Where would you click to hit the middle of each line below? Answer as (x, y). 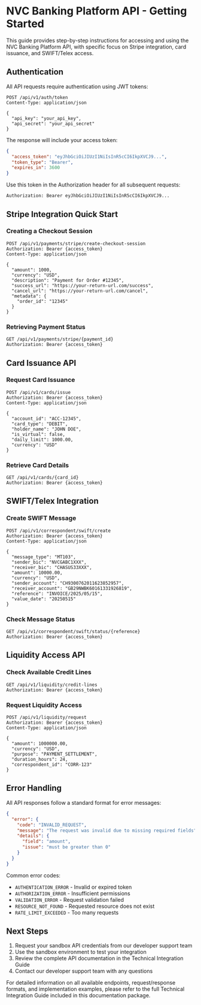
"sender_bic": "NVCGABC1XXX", (49, 562)
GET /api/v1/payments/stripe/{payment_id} (60, 339)
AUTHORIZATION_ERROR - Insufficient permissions (72, 893)
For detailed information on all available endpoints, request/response (91, 983)
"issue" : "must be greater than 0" (66, 847)
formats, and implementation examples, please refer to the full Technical (95, 989)
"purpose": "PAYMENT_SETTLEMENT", (54, 754)
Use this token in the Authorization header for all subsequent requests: (93, 185)
